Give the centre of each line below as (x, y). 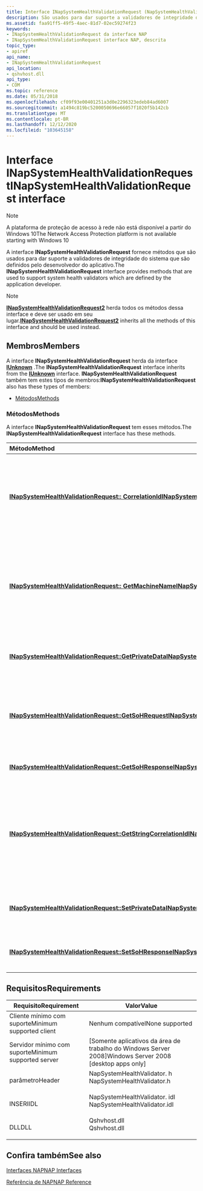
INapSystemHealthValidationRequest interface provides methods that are (99, 271)
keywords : (19, 29)
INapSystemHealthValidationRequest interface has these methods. (91, 433)
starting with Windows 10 (38, 240)
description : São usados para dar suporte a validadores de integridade (100, 18)
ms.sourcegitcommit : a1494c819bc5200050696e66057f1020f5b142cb (88, 108)
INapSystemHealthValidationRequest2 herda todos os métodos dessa (95, 307)
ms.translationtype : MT (36, 113)
